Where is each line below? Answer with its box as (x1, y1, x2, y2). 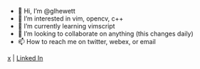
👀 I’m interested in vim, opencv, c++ (17, 14, 124, 23)
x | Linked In (7, 54, 43, 62)
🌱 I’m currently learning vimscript (17, 22, 115, 30)
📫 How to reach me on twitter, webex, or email (17, 38, 157, 46)
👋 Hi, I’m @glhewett (17, 7, 76, 15)
